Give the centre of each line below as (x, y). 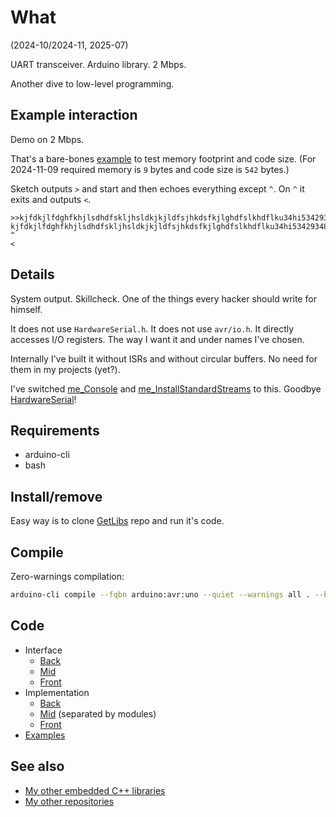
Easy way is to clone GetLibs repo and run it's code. (117, 521)
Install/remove (56, 496)
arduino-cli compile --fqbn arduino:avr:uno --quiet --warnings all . (160, 595)
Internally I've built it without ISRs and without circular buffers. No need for (164, 358)
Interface (43, 650)
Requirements (55, 430)
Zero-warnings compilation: (67, 576)
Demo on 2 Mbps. (47, 139)
